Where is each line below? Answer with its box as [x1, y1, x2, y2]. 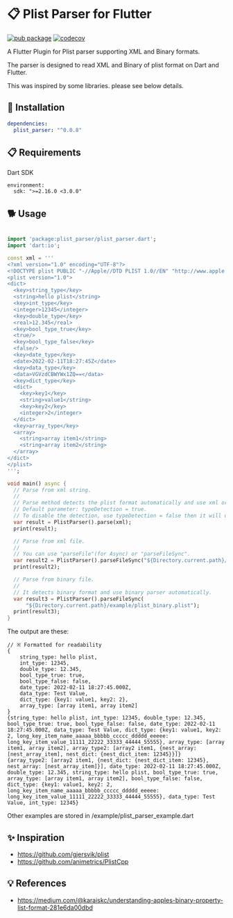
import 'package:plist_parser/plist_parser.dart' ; [7, 236, 157, 243]
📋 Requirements [7, 146, 81, 158]
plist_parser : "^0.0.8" [13, 126, 82, 133]
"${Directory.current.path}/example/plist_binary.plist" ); [25, 602, 200, 609]
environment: [7, 182, 45, 189]
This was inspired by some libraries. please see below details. [7, 81, 184, 90]
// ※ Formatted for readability [7, 642, 102, 649]
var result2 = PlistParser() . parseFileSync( [13, 557, 144, 564]
